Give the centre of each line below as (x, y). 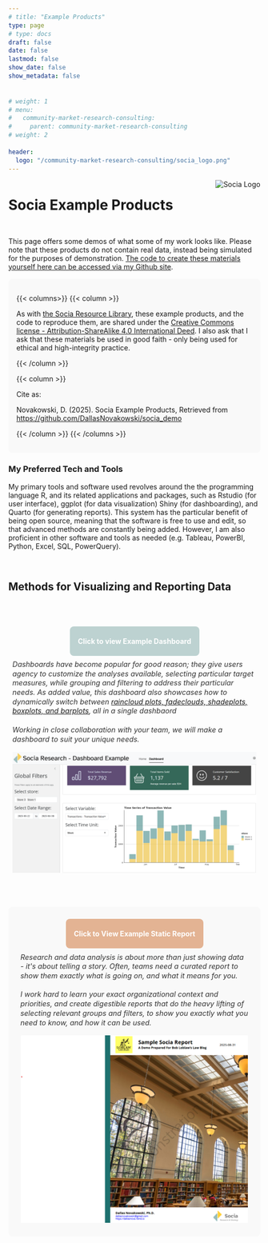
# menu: (21, 110)
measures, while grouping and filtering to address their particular (123, 683)
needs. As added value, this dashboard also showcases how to (120, 692)
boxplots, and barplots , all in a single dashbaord (95, 711)
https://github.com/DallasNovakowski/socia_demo (99, 418)
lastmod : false (34, 59)
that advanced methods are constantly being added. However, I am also (127, 529)
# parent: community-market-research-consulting (98, 127)
